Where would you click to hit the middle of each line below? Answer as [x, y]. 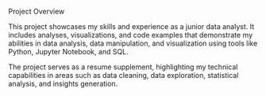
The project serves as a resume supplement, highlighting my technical [123, 67]
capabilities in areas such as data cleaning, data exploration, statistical [123, 75]
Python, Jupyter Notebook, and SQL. [68, 52]
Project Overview [37, 11]
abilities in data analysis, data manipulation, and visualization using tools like [133, 43]
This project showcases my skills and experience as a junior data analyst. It [131, 26]
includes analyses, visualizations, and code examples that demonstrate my [131, 35]
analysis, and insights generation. [63, 83]
